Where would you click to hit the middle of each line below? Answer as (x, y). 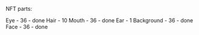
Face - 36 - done (27, 27)
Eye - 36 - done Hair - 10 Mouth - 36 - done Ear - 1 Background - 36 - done (99, 20)
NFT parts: (19, 9)
